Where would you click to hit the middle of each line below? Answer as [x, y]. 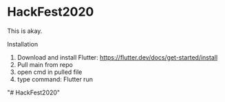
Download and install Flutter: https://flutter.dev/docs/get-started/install [117, 57]
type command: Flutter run [55, 79]
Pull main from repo [45, 64]
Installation [23, 44]
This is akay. [25, 31]
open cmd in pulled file [50, 72]
